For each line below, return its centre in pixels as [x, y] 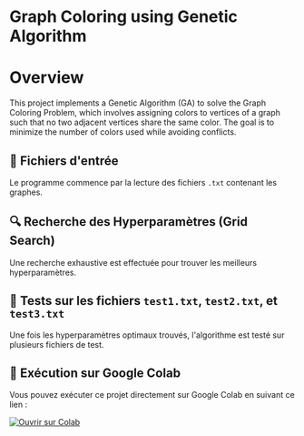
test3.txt [37, 314]
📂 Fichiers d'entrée [64, 161]
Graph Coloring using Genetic [124, 17]
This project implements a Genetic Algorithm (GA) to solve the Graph [138, 103]
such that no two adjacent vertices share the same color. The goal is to [142, 122]
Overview [47, 78]
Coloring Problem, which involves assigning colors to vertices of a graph [145, 113]
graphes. [26, 192]
